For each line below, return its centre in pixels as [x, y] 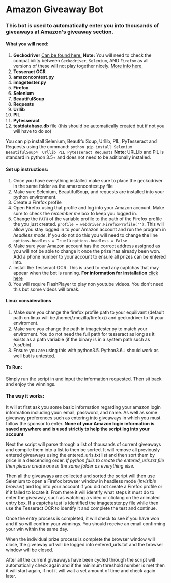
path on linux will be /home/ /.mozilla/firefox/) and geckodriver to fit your [89, 317]
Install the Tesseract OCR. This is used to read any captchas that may [86, 267]
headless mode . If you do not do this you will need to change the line [85, 235]
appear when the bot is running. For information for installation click [85, 273]
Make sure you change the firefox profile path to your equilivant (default [89, 312]
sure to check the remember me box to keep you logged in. [75, 213]
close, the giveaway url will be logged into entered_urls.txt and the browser [84, 545]
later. [11, 576]
